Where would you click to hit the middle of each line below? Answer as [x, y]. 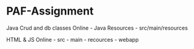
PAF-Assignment [50, 11]
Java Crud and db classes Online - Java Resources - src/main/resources [97, 28]
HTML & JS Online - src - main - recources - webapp [73, 39]
